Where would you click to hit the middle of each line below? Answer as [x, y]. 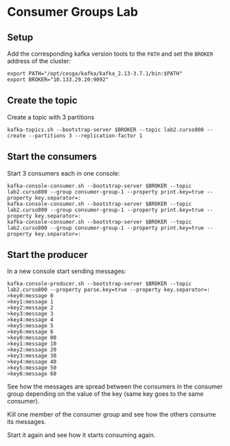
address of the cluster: [39, 61]
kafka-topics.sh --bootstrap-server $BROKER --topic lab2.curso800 [106, 130]
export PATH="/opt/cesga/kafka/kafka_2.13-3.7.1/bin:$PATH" [95, 73]
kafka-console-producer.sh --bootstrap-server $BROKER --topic [100, 284]
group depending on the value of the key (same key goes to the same [105, 394]
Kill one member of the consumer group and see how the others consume [112, 414]
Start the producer [47, 255]
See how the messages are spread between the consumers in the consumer [115, 387]
